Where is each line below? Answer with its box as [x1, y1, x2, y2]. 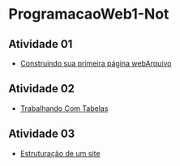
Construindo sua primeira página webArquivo [19, 58, 172, 68]
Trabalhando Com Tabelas [19, 103, 109, 113]
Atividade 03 [8, 127, 75, 141]
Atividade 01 [8, 37, 73, 51]
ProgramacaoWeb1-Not [8, 5, 169, 23]
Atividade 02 [8, 82, 75, 96]
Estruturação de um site [19, 148, 101, 158]
